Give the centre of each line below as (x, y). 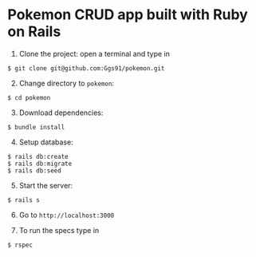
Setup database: (46, 142)
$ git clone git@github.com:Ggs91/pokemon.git (86, 68)
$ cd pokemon (29, 97)
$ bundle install (36, 127)
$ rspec (20, 245)
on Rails (34, 32)
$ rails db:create (38, 156)
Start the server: (46, 185)
